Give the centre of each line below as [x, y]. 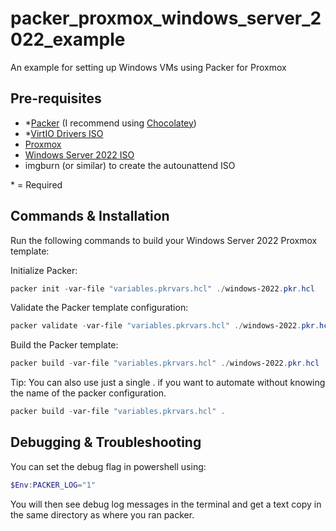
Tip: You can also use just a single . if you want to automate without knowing [168, 383]
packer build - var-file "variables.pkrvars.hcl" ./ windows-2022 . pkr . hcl [165, 363]
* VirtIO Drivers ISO [64, 133]
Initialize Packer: [44, 270]
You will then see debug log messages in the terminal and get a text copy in [166, 504]
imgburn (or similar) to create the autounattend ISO [130, 165]
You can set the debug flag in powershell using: [108, 466]
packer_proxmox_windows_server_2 [166, 18]
